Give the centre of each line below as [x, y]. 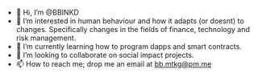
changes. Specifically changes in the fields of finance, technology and [133, 29]
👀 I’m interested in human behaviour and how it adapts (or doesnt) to [130, 21]
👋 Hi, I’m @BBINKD [47, 12]
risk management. [46, 38]
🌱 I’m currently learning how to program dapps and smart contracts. [129, 47]
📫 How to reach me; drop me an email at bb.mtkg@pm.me [114, 64]
